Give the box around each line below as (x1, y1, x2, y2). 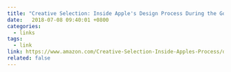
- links (13, 29, 36, 36)
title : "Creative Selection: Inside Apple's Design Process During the (7, 10, 217, 17)
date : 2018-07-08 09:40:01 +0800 (7, 16, 109, 23)
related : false (7, 55, 51, 62)
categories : (7, 23, 41, 29)
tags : (7, 36, 23, 43)
